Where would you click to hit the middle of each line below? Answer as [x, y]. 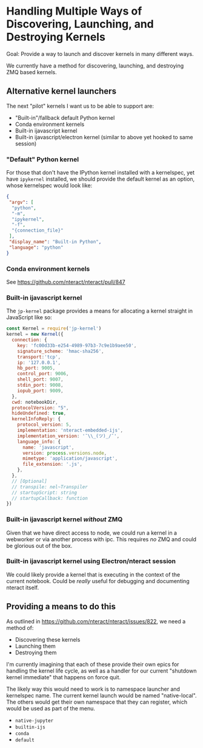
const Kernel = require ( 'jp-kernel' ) [54, 329]
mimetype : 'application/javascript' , [70, 459]
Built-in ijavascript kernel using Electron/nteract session [91, 561]
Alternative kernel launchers [62, 92]
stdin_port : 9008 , [40, 385]
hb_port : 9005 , [36, 368]
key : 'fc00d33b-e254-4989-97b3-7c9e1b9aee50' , [77, 345]
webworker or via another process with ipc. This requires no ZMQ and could [101, 539]
